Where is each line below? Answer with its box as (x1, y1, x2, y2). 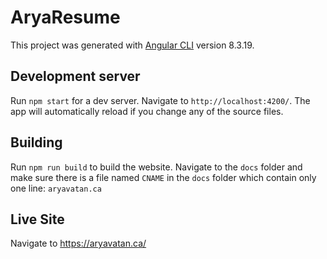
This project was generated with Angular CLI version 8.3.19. (10, 39, 255, 51)
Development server (10, 68, 141, 85)
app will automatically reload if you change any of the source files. (10, 105, 284, 117)
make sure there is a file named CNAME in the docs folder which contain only (10, 171, 317, 183)
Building (10, 134, 63, 151)
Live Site (10, 211, 65, 228)
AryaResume (10, 6, 121, 29)
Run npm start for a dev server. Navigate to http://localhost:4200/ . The (10, 94, 311, 106)
